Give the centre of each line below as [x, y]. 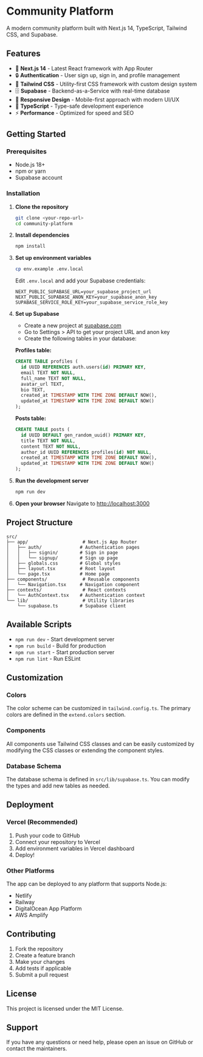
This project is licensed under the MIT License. [65, 1008]
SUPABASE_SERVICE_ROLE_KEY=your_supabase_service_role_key [91, 302]
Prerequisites [26, 152]
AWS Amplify [32, 915]
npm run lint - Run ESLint [48, 658]
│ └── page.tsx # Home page [58, 574]
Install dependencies [42, 235]
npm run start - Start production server [65, 652]
